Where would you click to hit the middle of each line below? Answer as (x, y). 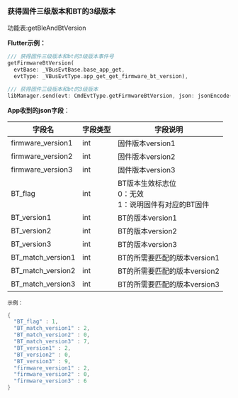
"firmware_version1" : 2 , (52, 368)
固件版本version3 (147, 170)
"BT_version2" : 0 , (42, 355)
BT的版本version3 (147, 244)
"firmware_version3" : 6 (50, 381)
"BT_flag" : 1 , (36, 322)
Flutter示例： (27, 43)
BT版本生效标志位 (147, 183)
